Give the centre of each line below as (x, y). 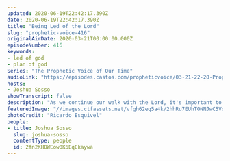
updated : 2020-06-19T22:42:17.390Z (58, 13)
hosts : (16, 84)
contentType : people (42, 141)
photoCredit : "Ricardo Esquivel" (55, 115)
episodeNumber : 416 (35, 45)
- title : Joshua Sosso (39, 128)
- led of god (26, 58)
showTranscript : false (39, 97)
